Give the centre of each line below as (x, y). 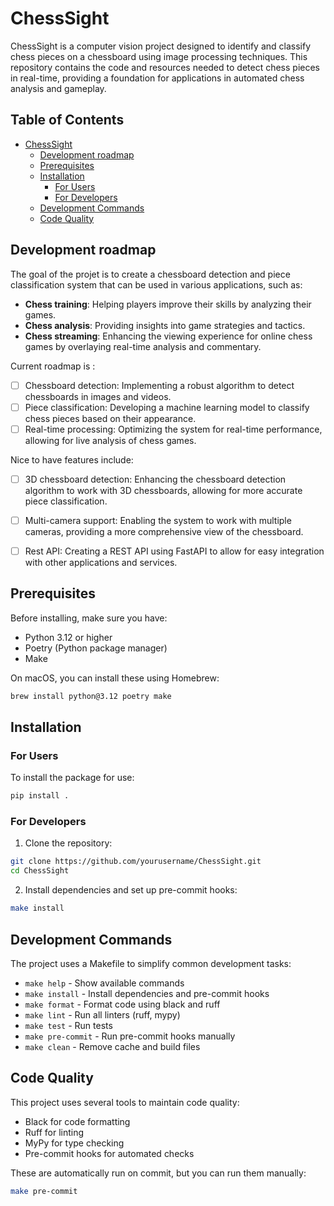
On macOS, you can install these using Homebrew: (115, 678)
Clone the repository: (68, 843)
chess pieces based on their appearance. (110, 418)
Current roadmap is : (53, 366)
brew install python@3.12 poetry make (91, 696)
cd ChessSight (40, 871)
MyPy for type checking (74, 1143)
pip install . (40, 796)
